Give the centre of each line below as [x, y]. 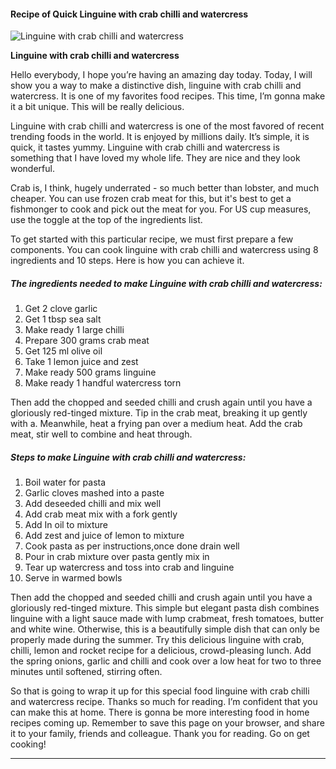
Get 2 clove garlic [61, 309]
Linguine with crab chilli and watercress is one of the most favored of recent [167, 126]
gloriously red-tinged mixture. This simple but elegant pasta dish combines [165, 608]
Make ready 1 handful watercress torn [103, 383]
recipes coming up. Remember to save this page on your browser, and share [167, 723]
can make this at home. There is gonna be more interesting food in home [160, 712]
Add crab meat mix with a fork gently [101, 514]
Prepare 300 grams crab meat [87, 341]
